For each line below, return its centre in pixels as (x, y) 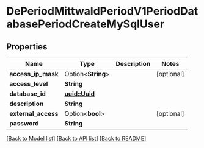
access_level (29, 84)
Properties (27, 47)
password (24, 123)
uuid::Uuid (80, 94)
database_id (27, 94)
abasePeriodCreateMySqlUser (86, 24)
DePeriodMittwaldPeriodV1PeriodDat (102, 11)
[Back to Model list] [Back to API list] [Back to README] (76, 139)
